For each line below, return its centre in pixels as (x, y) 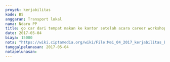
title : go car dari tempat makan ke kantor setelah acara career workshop (86, 28)
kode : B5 (14, 14)
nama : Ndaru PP (21, 24)
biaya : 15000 (19, 38)
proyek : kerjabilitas (28, 10)
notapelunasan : (21, 51)
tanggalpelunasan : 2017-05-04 (37, 47)
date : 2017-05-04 (24, 33)
